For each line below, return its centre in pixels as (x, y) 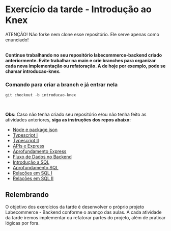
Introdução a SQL (31, 162)
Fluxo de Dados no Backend (42, 157)
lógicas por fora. (22, 223)
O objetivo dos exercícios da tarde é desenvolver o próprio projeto (75, 207)
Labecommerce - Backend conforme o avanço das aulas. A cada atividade (83, 212)
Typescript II (26, 141)
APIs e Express (28, 146)
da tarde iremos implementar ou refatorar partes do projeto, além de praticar (85, 218)
